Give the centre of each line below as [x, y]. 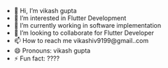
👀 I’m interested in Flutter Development [70, 18]
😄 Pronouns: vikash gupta [52, 51]
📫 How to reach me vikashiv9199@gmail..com [81, 41]
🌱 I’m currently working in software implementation [87, 25]
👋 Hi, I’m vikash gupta [45, 11]
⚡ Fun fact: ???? [37, 58]
